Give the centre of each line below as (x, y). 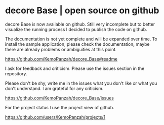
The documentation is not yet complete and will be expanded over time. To (81, 39)
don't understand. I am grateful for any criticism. (54, 88)
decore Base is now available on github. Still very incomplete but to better (80, 24)
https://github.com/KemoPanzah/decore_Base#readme (61, 59)
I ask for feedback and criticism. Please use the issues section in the (75, 68)
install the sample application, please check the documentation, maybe (77, 44)
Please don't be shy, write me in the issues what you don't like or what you (81, 83)
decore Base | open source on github (82, 11)
